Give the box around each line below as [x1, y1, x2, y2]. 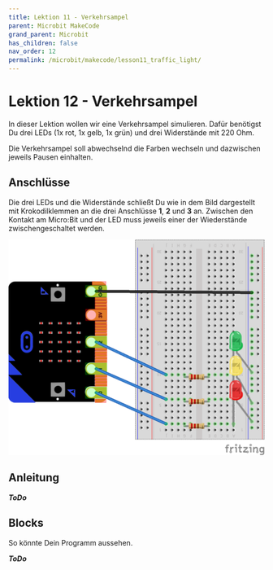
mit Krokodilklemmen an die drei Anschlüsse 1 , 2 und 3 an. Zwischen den [8, 206, 253, 216]
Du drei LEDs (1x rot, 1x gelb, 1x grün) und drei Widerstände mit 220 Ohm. [8, 127, 254, 138]
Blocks [8, 516, 44, 530]
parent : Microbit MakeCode [8, 21, 100, 30]
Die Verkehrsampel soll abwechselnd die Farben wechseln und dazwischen [8, 143, 262, 153]
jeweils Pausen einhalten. [8, 151, 93, 162]
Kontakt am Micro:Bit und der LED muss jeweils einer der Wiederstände [8, 214, 248, 224]
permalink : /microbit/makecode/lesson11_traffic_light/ [8, 56, 201, 64]
